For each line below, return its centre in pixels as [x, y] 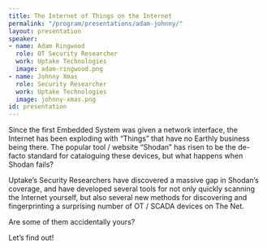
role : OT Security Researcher [67, 54]
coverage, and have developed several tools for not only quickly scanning [132, 189]
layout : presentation [45, 31]
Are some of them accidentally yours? [72, 222]
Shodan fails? [31, 164]
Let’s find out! [31, 238]
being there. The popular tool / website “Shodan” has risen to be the [123, 147]
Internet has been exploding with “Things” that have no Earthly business [129, 138]
